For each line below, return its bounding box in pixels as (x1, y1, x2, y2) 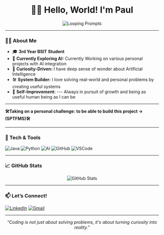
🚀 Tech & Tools (5, 134, 41, 141)
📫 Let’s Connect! (5, 192, 47, 199)
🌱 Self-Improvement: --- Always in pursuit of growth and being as (12, 89, 146, 95)
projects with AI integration (12, 61, 67, 67)
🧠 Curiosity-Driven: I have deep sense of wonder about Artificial (12, 66, 143, 72)
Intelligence (12, 71, 36, 77)
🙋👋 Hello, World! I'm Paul (31, 4, 133, 16)
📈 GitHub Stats (5, 162, 42, 169)
